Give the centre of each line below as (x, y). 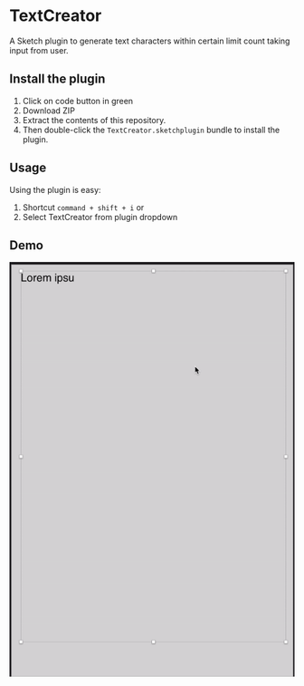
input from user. (39, 50)
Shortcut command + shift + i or (83, 207)
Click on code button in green (78, 101)
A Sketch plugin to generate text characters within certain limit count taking (150, 41)
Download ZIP (48, 111)
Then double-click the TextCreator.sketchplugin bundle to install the (151, 130)
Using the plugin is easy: (55, 189)
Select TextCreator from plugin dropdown (100, 217)
